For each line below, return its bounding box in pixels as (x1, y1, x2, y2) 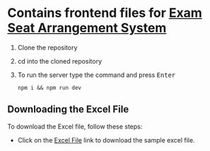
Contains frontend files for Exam (7, 5, 203, 21)
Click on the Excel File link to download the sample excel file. (17, 135, 195, 144)
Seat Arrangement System (7, 20, 167, 36)
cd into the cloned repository (17, 56, 103, 65)
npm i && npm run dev (17, 84, 81, 91)
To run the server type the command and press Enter (17, 71, 175, 79)
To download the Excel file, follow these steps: (7, 122, 143, 131)
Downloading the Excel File (7, 104, 129, 116)
